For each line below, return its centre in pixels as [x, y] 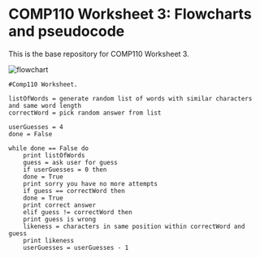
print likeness [49, 240]
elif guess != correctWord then [78, 212]
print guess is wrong [59, 219]
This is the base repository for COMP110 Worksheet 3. [99, 54]
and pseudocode [67, 31]
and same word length [45, 105]
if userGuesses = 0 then [65, 170]
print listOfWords [54, 155]
